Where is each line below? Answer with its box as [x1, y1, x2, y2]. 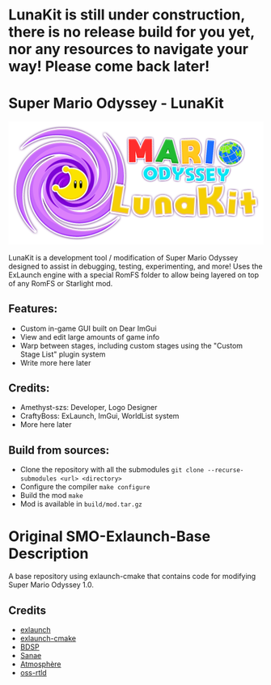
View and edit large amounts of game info [19, 332, 160, 341]
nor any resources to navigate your [8, 40, 249, 58]
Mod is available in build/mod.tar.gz [19, 499, 143, 509]
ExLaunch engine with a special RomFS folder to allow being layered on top [8, 269, 260, 280]
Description [8, 544, 89, 563]
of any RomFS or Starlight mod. [8, 278, 113, 288]
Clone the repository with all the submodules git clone [19, 465, 205, 475]
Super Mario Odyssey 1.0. [8, 580, 95, 590]
